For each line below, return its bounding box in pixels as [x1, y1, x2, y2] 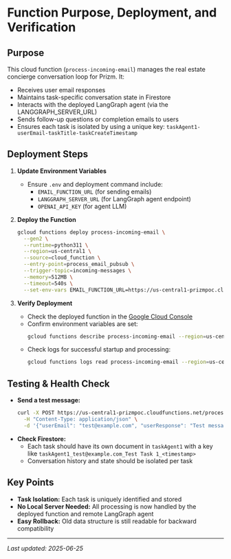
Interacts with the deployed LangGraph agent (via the [16, 101, 168, 108]
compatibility [16, 524, 54, 532]
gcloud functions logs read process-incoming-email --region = [27, 358, 210, 366]
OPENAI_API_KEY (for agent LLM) [37, 202, 127, 210]
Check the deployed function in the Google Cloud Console [27, 312, 193, 321]
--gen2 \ [23, 235, 49, 242]
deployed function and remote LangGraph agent [16, 509, 154, 518]
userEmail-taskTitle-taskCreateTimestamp [16, 130, 137, 136]
